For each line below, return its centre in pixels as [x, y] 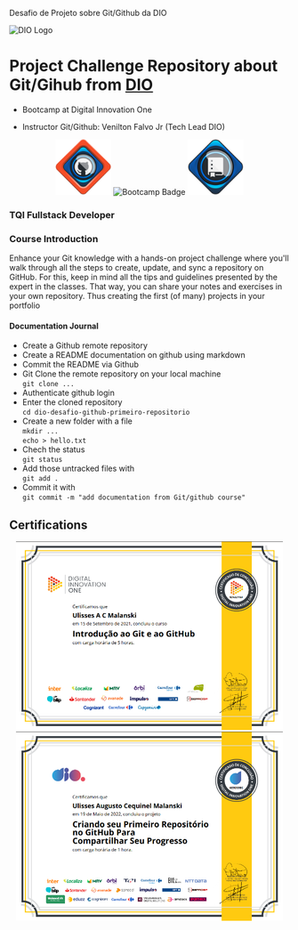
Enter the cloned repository [72, 402]
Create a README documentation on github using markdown [134, 355]
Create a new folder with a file [77, 421]
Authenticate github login [68, 393]
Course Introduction [54, 239]
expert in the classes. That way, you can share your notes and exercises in [146, 287]
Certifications [48, 525]
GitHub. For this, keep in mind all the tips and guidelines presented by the [144, 277]
